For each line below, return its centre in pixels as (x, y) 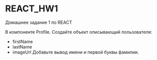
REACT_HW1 (32, 9)
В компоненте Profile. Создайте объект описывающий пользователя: (79, 32)
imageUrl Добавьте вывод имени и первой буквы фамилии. (76, 52)
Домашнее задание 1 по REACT (39, 22)
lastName (22, 47)
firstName (23, 41)
